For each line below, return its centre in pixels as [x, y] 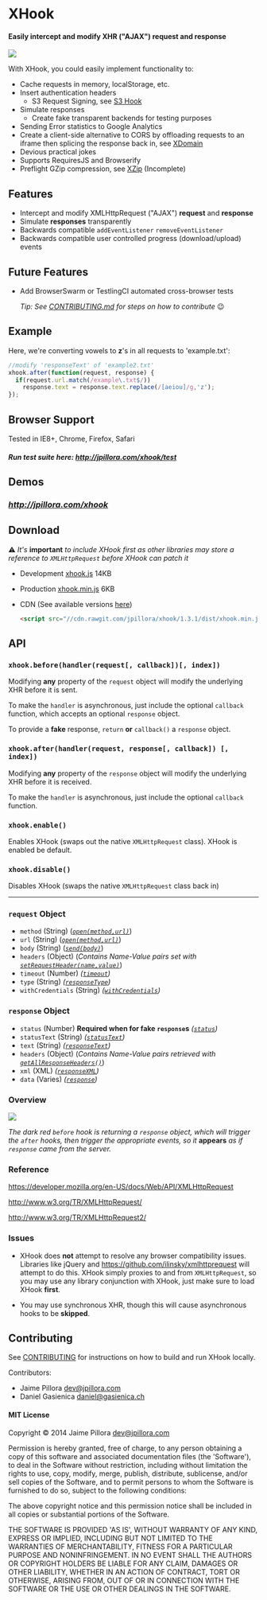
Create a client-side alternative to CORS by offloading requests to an [132, 135]
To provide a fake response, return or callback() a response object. [120, 730]
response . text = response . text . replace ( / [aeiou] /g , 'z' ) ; [119, 387]
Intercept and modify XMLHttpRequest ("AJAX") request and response [137, 213]
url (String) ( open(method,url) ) [70, 940]
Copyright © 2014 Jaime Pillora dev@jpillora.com [89, 1432]
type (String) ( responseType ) [65, 982]
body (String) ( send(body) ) [62, 948]
